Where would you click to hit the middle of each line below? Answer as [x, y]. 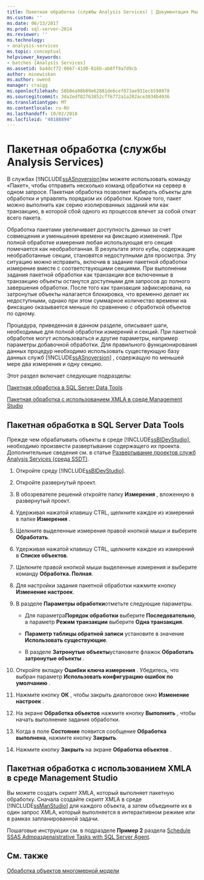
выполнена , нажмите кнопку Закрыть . [67, 738]
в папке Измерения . [43, 519]
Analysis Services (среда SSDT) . [48, 459]
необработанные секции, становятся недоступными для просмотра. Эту [101, 255]
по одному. [21, 314]
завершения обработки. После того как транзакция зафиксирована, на [99, 288]
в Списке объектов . [42, 555]
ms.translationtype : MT [37, 102]
